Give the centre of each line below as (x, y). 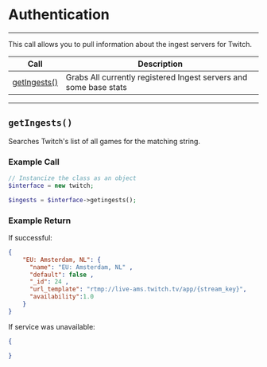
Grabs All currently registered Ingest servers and (157, 77)
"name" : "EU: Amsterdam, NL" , (81, 267)
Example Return (40, 221)
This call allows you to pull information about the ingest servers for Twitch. (130, 44)
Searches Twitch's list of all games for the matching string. (104, 141)
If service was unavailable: (52, 326)
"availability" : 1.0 (61, 297)
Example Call (34, 162)
